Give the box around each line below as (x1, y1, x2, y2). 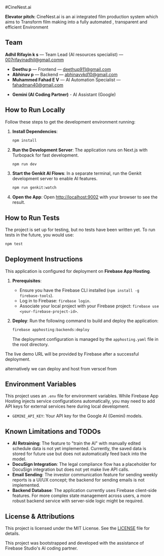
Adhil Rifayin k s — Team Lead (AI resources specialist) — (5, 51, 124, 57)
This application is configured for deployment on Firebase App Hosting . (5, 268, 151, 274)
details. (5, 530, 20, 536)
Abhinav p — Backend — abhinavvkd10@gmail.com (12, 71, 118, 77)
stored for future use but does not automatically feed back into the (12, 451, 147, 457)
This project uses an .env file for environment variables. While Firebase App (5, 393, 159, 399)
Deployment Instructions (5, 255, 83, 263)
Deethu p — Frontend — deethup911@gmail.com (12, 66, 111, 72)
